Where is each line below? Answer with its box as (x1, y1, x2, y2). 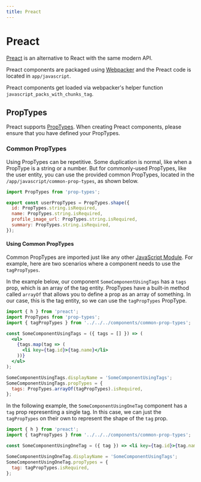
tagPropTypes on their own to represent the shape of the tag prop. (6, 415, 168, 422)
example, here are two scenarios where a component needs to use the (6, 260, 181, 267)
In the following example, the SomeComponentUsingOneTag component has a (6, 402, 187, 410)
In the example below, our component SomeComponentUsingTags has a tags (6, 278, 187, 285)
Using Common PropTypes (6, 240, 74, 248)
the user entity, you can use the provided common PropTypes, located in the (6, 171, 194, 178)
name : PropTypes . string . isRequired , (11, 211, 103, 217)
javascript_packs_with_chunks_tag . (6, 90, 94, 97)
